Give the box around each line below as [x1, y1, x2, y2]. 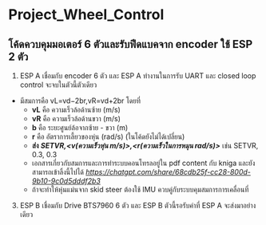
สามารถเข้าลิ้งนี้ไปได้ [31, 168, 85, 176]
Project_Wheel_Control [8, 6, 165, 24]
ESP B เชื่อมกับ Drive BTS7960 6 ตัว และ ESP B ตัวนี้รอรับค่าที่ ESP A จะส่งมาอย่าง [19, 201, 256, 210]
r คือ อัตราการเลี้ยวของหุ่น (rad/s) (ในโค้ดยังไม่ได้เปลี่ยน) [31, 132, 185, 141]
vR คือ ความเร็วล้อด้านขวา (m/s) [31, 114, 121, 123]
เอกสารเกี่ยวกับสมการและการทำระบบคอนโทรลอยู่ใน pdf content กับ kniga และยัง [31, 158, 256, 168]
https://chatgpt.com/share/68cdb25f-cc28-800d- [85, 168, 252, 176]
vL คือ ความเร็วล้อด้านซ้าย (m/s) [31, 105, 121, 114]
